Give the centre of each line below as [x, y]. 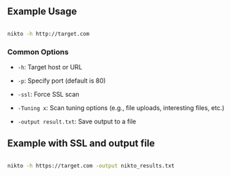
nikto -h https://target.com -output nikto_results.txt [91, 165]
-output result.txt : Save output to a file [77, 121]
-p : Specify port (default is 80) [62, 81]
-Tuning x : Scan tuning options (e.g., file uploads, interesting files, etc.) [121, 107]
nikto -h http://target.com [49, 34]
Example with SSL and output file [81, 143]
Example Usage [42, 12]
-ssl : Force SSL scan [48, 94]
